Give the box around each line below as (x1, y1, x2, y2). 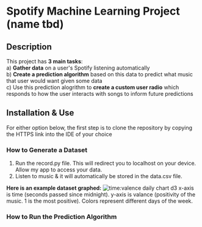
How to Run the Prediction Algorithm (6, 212, 117, 221)
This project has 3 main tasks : (6, 58, 83, 65)
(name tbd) (6, 17, 64, 31)
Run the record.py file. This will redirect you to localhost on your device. (15, 160, 197, 167)
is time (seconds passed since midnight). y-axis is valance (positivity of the (6, 191, 196, 198)
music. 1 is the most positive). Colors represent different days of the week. (6, 197, 193, 205)
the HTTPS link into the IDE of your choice (6, 130, 112, 138)
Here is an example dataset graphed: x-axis (6, 184, 194, 192)
